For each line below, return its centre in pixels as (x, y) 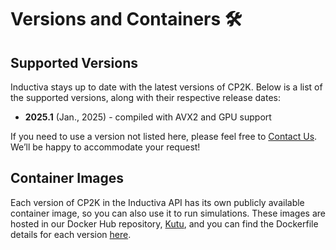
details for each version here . (71, 234)
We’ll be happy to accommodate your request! (105, 147)
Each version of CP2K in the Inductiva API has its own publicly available (157, 202)
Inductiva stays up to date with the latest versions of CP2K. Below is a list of (166, 87)
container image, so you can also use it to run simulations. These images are (168, 213)
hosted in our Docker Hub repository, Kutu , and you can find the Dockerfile (164, 223)
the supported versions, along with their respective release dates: (145, 97)
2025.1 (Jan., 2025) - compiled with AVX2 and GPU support (148, 117)
